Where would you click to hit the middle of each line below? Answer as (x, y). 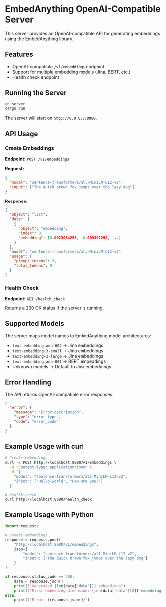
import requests (22, 526)
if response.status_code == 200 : (40, 577)
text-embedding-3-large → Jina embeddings (58, 356)
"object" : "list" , (29, 215)
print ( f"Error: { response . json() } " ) (52, 600)
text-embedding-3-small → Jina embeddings (58, 351)
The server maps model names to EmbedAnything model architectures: (78, 336)
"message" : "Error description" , (49, 412)
